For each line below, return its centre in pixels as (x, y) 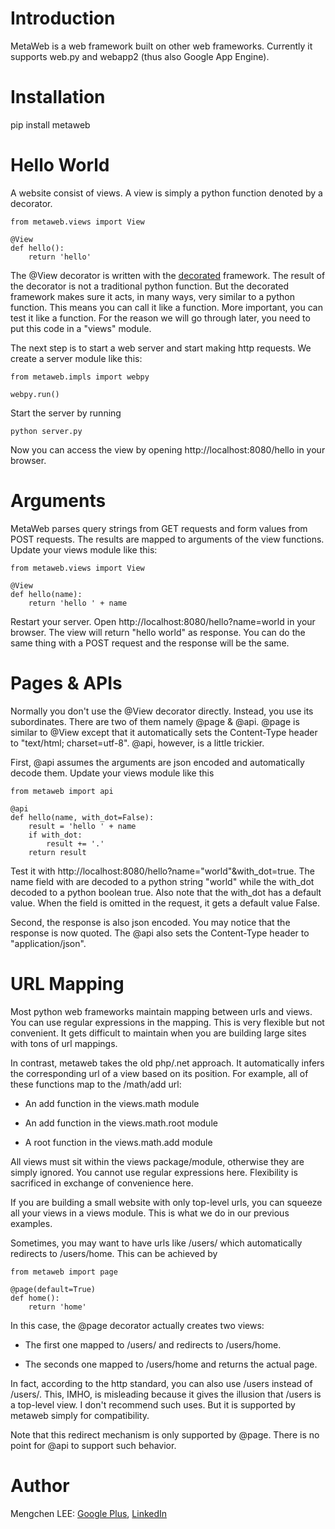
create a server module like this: (76, 358)
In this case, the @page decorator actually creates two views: (137, 1325)
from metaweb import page (64, 1272)
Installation (58, 97)
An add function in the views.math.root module (121, 1123)
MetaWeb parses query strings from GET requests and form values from (159, 528)
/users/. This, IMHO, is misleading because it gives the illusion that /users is (166, 1394)
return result (57, 852)
